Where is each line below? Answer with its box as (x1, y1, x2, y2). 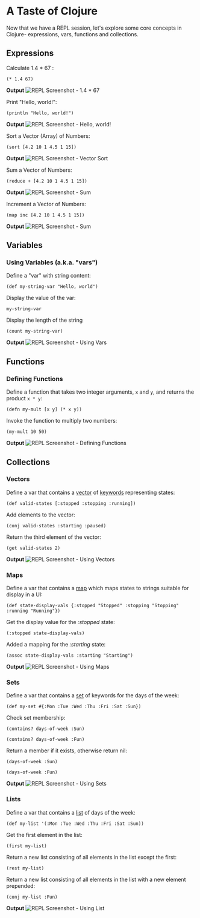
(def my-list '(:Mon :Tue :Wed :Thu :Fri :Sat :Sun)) (6, 821, 145, 827)
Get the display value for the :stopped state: (6, 619, 116, 626)
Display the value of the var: (6, 295, 77, 302)
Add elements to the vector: (6, 511, 75, 518)
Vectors (6, 475, 30, 483)
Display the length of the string (6, 316, 83, 324)
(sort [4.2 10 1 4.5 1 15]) (6, 144, 77, 150)
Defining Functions (6, 374, 63, 383)
